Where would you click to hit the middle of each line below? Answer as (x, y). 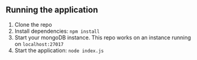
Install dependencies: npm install (57, 31)
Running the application (52, 10)
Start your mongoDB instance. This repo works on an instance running (103, 37)
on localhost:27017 (39, 44)
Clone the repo (33, 24)
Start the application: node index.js (59, 50)
